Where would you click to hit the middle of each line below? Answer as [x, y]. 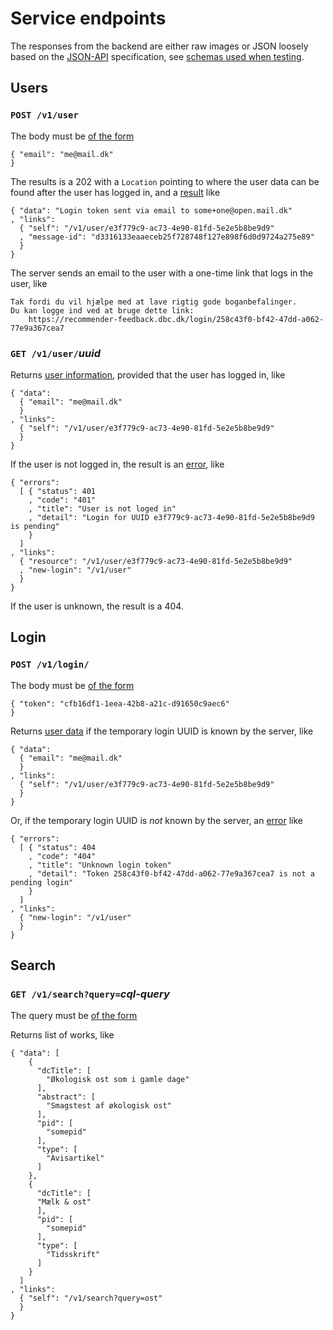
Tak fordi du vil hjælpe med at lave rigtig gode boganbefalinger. [154, 302]
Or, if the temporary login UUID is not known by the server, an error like [157, 820]
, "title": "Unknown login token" [100, 865]
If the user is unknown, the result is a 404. [97, 606]
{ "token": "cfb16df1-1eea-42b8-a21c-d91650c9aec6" [120, 703]
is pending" [35, 526]
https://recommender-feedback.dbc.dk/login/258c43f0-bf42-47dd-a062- [176, 319]
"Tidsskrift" [73, 1255]
